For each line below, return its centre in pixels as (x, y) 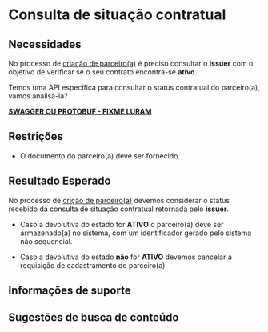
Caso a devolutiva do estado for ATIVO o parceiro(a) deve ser (122, 224)
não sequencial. (46, 241)
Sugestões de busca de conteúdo (94, 318)
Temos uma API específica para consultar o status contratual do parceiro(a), (134, 87)
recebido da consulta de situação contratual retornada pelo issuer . (119, 209)
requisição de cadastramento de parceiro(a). (94, 265)
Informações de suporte (70, 291)
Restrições (36, 136)
